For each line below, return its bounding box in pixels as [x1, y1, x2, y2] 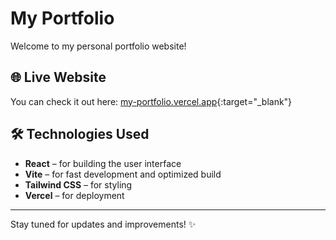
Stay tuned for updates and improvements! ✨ [10, 218, 197, 230]
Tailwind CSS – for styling [24, 178, 133, 191]
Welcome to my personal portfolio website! [10, 40, 187, 52]
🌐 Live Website [10, 69, 107, 86]
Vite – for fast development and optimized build [24, 168, 222, 180]
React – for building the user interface [24, 157, 182, 169]
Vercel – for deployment [24, 189, 125, 201]
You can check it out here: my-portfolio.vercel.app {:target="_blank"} [10, 95, 293, 107]
